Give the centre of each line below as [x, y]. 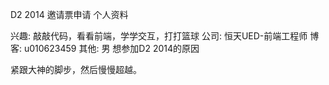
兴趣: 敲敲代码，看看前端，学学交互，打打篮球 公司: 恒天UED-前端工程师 [159, 36]
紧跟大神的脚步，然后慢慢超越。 [76, 69]
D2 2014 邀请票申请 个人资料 [69, 14]
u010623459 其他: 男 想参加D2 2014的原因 [111, 48]
